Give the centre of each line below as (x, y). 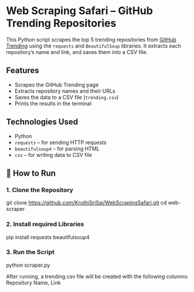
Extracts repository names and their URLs (65, 91)
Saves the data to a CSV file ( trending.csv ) (67, 97)
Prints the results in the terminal (53, 103)
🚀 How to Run (31, 173)
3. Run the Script (30, 252)
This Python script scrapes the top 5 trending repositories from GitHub (91, 39)
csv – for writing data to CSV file (53, 155)
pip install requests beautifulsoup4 (48, 237)
